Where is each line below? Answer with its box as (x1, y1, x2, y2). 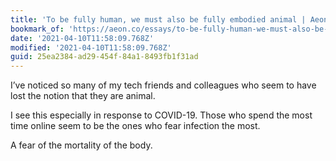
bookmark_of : (10, 24, 65, 34)
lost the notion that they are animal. (10, 90, 156, 102)
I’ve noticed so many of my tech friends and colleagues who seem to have (10, 79, 317, 91)
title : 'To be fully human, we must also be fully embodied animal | (10, 14, 307, 25)
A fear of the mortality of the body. (10, 139, 153, 151)
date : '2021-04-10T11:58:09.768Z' (10, 33, 155, 43)
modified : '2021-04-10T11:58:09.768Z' (10, 42, 172, 53)
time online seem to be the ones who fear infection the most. (10, 120, 261, 132)
